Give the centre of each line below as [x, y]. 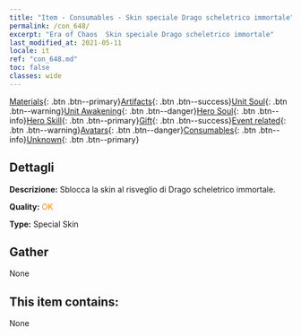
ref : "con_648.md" [43, 59]
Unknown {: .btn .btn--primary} [83, 139]
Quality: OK [31, 206]
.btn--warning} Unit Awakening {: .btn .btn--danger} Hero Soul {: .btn [133, 111]
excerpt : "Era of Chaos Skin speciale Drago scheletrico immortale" [142, 34]
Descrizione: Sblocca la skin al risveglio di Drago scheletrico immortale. [142, 189]
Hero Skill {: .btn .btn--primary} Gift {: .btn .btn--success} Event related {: [156, 120]
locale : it [30, 51]
